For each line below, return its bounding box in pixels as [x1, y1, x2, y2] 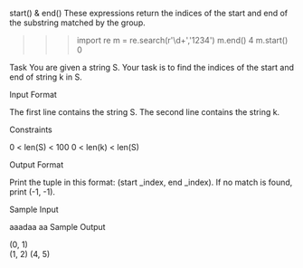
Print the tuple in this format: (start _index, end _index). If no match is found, [9, 177, 293, 187]
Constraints [9, 124, 52, 135]
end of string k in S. [9, 72, 83, 82]
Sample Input [9, 204, 59, 215]
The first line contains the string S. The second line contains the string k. [9, 107, 280, 117]
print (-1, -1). [9, 187, 56, 197]
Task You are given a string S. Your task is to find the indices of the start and [9, 62, 295, 72]
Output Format [9, 159, 64, 170]
